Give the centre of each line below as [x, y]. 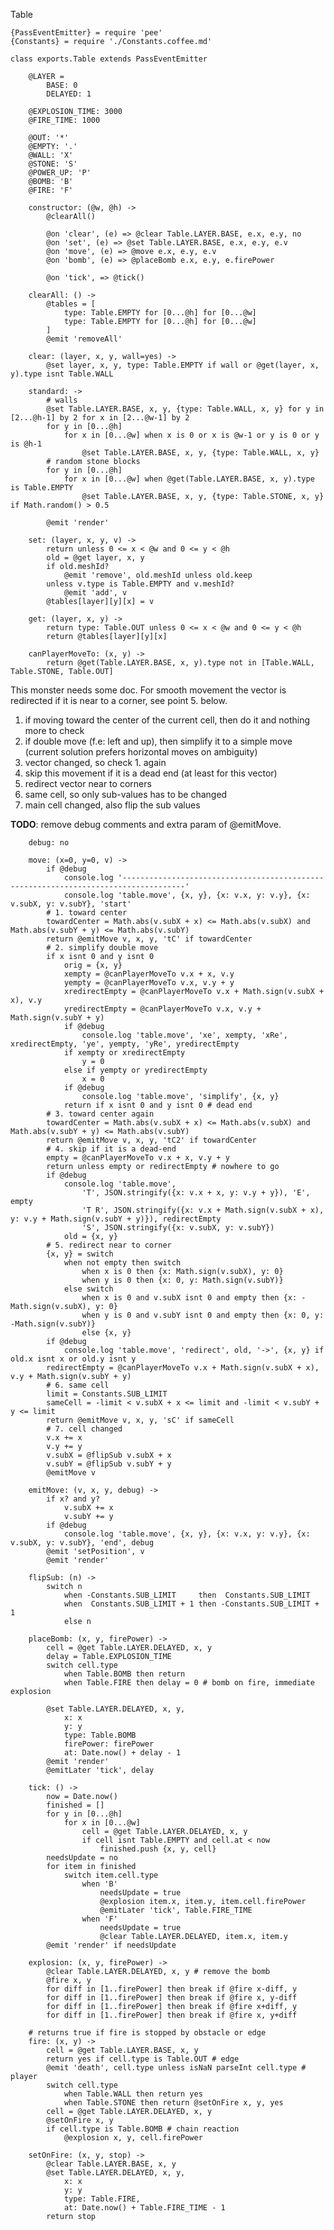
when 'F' [99, 1919]
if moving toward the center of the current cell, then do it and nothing [167, 720]
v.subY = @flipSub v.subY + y [109, 1464]
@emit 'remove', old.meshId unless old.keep [158, 575]
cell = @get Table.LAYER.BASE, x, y [122, 2050]
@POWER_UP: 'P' [60, 173]
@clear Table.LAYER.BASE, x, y [111, 2164]
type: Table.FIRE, [102, 2199]
